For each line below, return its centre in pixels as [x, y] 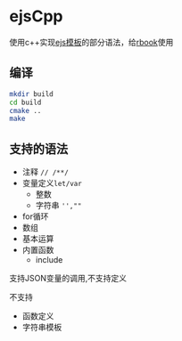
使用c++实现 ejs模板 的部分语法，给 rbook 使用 [91, 42]
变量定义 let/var [52, 183]
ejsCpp [36, 16]
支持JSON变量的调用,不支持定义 [68, 279]
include [49, 260]
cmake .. [25, 110]
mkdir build [31, 94]
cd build [25, 102]
